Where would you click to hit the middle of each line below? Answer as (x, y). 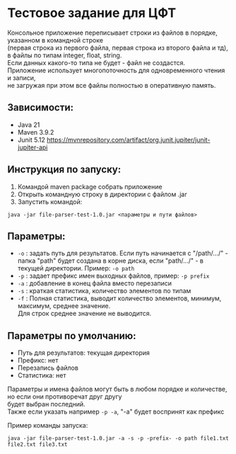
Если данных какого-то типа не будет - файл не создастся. (96, 62)
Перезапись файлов (48, 368)
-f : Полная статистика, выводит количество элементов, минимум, (119, 298)
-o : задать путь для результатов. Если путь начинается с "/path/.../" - (123, 254)
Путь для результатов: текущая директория (84, 353)
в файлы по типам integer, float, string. (65, 55)
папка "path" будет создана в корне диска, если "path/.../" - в (110, 261)
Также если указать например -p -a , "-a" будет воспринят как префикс (116, 412)
